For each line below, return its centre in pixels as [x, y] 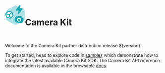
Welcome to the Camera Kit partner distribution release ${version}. [74, 45]
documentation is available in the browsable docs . [56, 66]
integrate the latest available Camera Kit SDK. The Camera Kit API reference [82, 60]
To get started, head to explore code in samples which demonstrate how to [82, 55]
